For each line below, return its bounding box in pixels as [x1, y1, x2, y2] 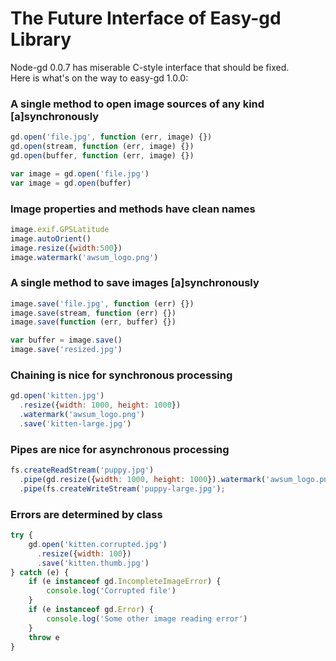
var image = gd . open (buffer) [10, 178, 132, 188]
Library [10, 28, 72, 51]
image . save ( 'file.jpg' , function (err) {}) [10, 298, 195, 309]
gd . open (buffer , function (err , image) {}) [10, 150, 195, 161]
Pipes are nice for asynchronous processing [10, 442, 230, 456]
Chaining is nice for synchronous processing [10, 368, 233, 382]
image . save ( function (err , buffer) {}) [10, 317, 177, 327]
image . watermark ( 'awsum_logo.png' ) [10, 252, 159, 262]
